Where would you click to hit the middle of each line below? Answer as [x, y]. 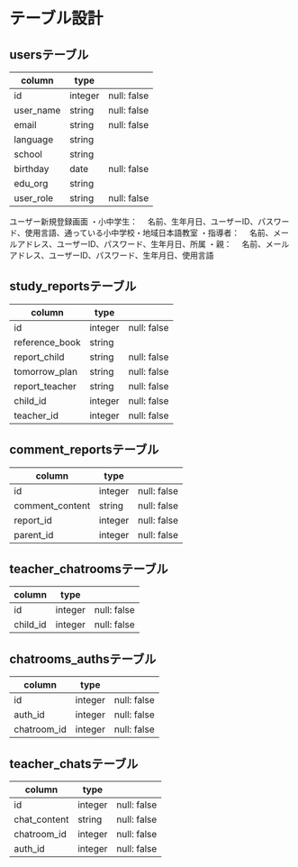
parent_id [34, 534]
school [28, 154]
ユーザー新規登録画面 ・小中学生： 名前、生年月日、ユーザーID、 [134, 221]
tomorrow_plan [46, 371]
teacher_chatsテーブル [74, 764]
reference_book [47, 342]
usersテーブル [49, 55]
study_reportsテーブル [73, 286]
